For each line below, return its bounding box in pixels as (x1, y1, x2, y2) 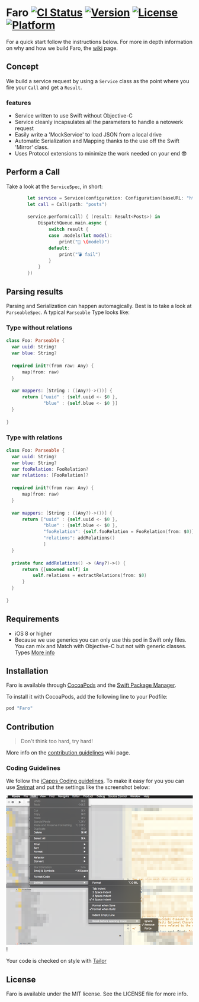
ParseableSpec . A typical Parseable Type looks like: (6, 309, 130, 316)
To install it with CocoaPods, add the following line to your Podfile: (6, 693, 168, 700)
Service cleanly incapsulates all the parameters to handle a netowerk (14, 119, 184, 126)
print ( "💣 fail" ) (59, 251, 101, 258)
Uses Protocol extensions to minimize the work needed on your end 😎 (14, 150, 187, 157)
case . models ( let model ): (48, 233, 113, 239)
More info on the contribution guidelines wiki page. (6, 749, 130, 756)
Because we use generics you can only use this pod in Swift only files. (14, 636, 187, 643)
